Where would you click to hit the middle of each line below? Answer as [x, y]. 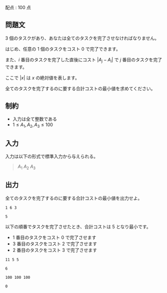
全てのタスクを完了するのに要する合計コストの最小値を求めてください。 [80, 88]
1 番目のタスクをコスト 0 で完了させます [54, 237]
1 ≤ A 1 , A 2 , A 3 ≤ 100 [33, 125]
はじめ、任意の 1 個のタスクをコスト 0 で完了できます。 [63, 49]
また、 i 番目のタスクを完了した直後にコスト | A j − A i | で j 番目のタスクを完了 [84, 60]
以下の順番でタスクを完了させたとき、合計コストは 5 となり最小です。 [78, 227]
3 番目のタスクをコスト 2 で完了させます [55, 244]
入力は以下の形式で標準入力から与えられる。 [52, 157]
